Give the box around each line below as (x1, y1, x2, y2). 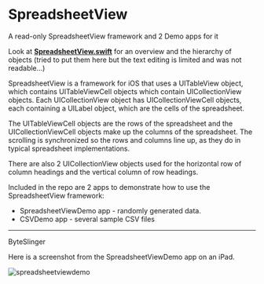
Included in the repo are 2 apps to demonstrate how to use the (8, 182, 211, 191)
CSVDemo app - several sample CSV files (19, 214, 156, 224)
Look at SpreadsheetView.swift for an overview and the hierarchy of (8, 46, 232, 56)
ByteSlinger (8, 237, 46, 246)
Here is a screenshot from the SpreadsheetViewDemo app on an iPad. (8, 252, 236, 261)
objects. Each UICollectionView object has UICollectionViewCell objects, (8, 95, 242, 104)
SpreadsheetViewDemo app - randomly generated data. (19, 206, 202, 215)
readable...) (8, 63, 46, 72)
